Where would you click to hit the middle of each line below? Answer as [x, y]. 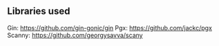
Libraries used [39, 11]
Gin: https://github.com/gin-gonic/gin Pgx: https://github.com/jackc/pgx [110, 27]
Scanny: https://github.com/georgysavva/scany [75, 35]
